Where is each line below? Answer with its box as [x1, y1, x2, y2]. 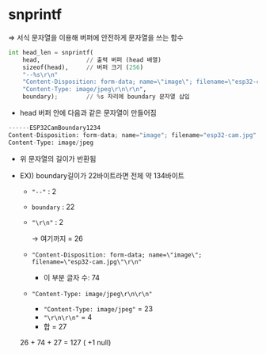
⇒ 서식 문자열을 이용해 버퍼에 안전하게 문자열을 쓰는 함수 [8, 32, 184, 42]
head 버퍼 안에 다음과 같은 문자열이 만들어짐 [19, 108, 157, 118]
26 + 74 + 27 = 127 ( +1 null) [19, 337, 112, 347]
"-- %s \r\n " [22, 70, 59, 78]
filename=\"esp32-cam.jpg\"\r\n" [31, 257, 142, 266]
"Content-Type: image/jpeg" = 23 [43, 303, 153, 314]
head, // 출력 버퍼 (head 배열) [22, 55, 162, 64]
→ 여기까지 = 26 [31, 234, 83, 243]
